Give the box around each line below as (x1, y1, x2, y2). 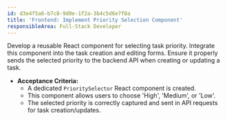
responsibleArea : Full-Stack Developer (7, 23, 122, 30)
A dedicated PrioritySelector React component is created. (27, 84, 196, 93)
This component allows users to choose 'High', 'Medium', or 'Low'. (27, 91, 216, 100)
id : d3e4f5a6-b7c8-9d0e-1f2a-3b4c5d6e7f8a (7, 10, 131, 17)
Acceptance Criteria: (17, 77, 79, 85)
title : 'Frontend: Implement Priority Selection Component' (7, 16, 184, 23)
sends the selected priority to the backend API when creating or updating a (7, 56, 220, 65)
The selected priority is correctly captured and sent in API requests (27, 99, 218, 107)
